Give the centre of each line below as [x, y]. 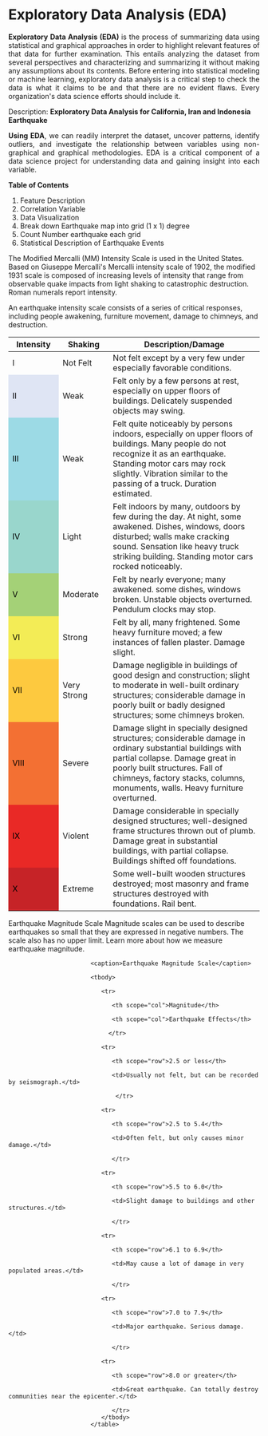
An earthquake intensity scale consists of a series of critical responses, [126, 307]
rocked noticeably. [148, 566]
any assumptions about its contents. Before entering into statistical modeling [134, 70]
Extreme [78, 888]
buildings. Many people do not [169, 443]
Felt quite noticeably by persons [173, 423]
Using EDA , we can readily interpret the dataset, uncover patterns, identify [134, 135]
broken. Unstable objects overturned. [183, 599]
